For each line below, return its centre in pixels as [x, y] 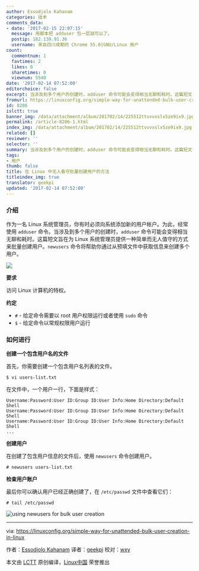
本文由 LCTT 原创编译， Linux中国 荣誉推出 [58, 562]
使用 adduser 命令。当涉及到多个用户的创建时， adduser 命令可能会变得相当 [97, 231]
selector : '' [22, 144]
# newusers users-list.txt [39, 467]
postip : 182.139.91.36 [39, 39]
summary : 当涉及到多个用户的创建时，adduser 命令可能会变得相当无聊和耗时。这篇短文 [99, 150]
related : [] [21, 133]
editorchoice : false [32, 89]
